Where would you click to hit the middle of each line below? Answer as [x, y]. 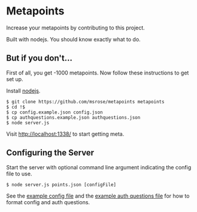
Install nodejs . [23, 91]
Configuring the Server [50, 153]
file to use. [19, 174]
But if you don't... [40, 58]
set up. [15, 79]
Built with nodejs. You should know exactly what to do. [73, 39]
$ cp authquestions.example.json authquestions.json [73, 117]
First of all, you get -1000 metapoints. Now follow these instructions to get [98, 73]
